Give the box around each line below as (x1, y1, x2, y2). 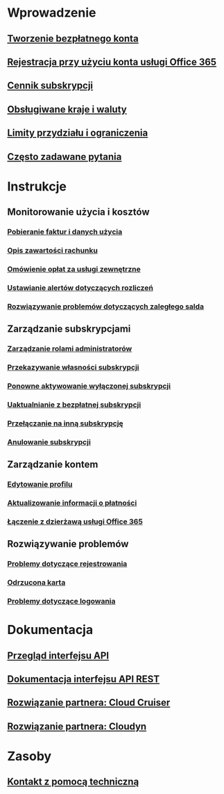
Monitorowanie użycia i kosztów (7, 206, 150, 218)
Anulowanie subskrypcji (7, 437, 92, 446)
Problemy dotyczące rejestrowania (7, 559, 128, 569)
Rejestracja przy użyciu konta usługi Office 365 (7, 56, 217, 67)
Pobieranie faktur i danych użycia (7, 227, 123, 237)
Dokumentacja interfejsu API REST (7, 673, 160, 685)
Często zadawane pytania (7, 151, 122, 163)
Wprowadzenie (7, 5, 96, 21)
